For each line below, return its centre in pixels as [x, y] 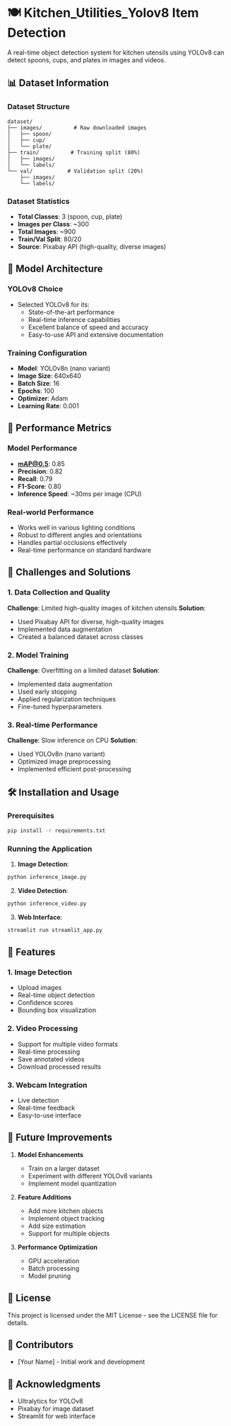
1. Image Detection [40, 972]
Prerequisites [31, 816]
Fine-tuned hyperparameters [60, 706]
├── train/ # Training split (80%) [74, 152]
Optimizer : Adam [43, 398]
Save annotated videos [51, 1059]
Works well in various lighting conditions [76, 527]
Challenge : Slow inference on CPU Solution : [72, 740]
